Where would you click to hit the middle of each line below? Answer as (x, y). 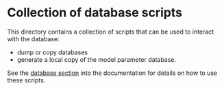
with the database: (33, 38)
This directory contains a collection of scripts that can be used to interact (111, 32)
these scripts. (26, 80)
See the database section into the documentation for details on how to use (112, 73)
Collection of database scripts (95, 13)
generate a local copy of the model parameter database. (97, 59)
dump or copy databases (52, 52)
